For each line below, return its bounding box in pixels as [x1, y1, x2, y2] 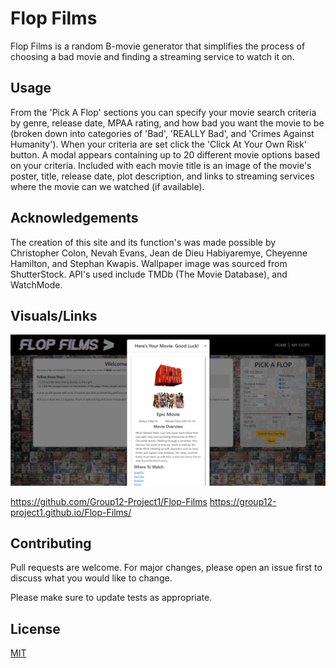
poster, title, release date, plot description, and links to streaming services [10, 170, 315, 182]
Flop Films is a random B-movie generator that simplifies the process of [10, 40, 306, 52]
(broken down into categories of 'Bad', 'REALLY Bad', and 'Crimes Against [10, 127, 315, 139]
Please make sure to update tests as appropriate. [10, 592, 213, 604]
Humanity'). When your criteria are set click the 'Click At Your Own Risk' [10, 138, 307, 150]
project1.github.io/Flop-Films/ [10, 506, 132, 518]
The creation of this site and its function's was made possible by [10, 236, 277, 248]
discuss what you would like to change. [10, 572, 173, 584]
